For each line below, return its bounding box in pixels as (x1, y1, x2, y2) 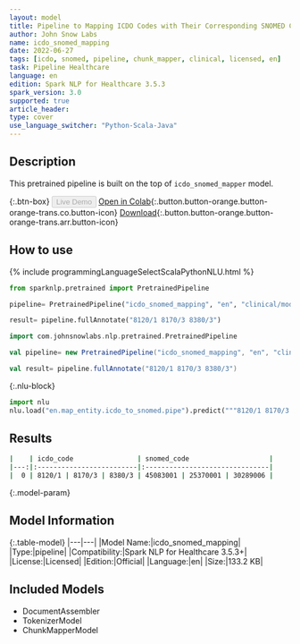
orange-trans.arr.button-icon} (9, 216, 119, 227)
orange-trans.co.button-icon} (9, 207, 118, 217)
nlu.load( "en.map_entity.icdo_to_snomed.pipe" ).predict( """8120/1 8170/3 (9, 406, 290, 415)
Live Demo (56, 197, 92, 207)
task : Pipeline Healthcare (9, 64, 110, 72)
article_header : (9, 105, 70, 114)
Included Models (9, 582, 104, 597)
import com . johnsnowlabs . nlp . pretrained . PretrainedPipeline (9, 332, 238, 341)
